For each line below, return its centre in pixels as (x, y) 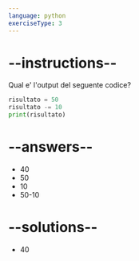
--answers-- (51, 147)
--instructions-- (63, 63)
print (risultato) (37, 115)
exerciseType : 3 (35, 23)
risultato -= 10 (35, 108)
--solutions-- (53, 228)
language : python (37, 16)
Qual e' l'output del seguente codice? (70, 85)
